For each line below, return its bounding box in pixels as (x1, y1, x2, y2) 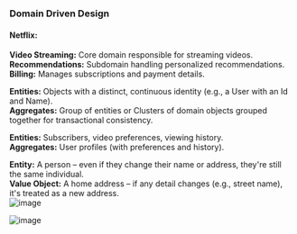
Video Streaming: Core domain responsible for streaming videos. (9, 49, 254, 60)
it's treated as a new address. (9, 188, 119, 199)
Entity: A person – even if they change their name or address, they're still (9, 159, 282, 170)
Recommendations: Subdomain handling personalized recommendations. (9, 59, 285, 70)
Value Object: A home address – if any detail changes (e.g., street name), (9, 178, 283, 189)
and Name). (9, 95, 53, 106)
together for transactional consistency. (9, 115, 153, 126)
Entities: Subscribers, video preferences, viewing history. (9, 132, 224, 143)
